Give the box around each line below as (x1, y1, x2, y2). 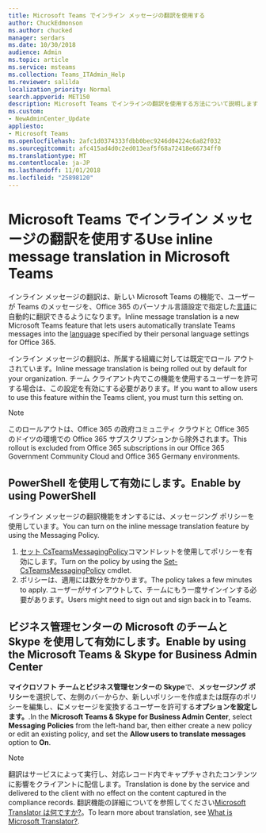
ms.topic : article (8, 56, 69, 64)
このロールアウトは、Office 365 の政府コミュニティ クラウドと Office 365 (8, 424, 249, 433)
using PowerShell (8, 489, 97, 503)
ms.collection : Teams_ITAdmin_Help (8, 71, 126, 79)
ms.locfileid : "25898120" (8, 174, 93, 182)
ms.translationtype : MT (8, 152, 87, 159)
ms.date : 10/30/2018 (8, 41, 77, 49)
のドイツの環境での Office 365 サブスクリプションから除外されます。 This (8, 434, 248, 443)
